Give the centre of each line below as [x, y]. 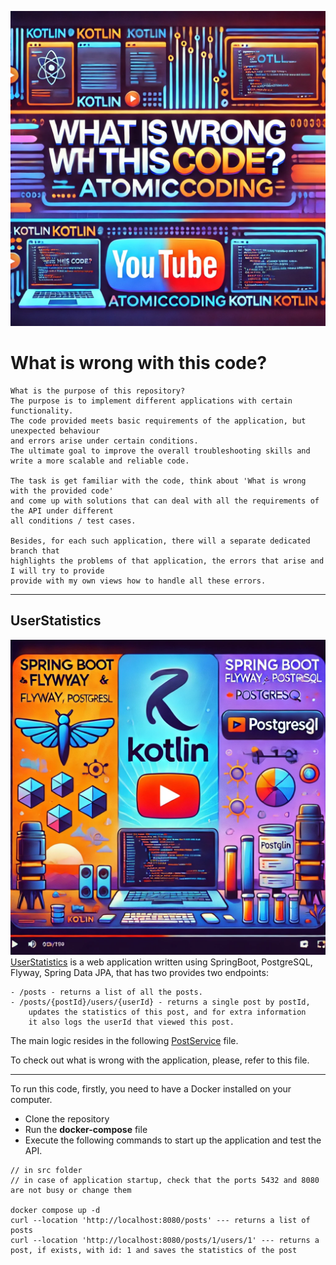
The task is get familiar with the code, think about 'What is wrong [158, 481]
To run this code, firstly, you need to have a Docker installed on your [151, 1088]
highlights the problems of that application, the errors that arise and [167, 561]
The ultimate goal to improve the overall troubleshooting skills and [160, 451]
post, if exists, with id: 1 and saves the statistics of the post [154, 1250]
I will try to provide [57, 571]
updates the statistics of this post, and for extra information [167, 1012]
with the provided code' [62, 491]
